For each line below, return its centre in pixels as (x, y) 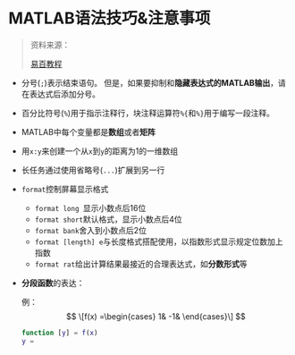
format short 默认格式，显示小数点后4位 (108, 219)
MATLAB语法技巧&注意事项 (110, 18)
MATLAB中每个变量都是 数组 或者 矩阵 (88, 131)
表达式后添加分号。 (64, 94)
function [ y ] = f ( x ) (59, 333)
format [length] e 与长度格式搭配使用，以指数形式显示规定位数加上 (159, 241)
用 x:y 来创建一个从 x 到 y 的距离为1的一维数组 (100, 151)
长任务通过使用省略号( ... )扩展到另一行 (93, 170)
